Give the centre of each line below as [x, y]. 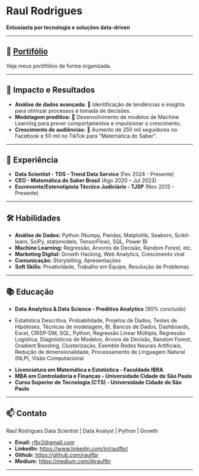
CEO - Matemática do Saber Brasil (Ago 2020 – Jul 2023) [86, 181]
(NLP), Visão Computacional [49, 358]
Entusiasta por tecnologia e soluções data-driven [68, 27]
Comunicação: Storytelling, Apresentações [68, 261]
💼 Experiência [32, 160]
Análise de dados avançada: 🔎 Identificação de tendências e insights [100, 104]
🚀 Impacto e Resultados [51, 90]
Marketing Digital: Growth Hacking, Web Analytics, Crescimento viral [99, 254]
